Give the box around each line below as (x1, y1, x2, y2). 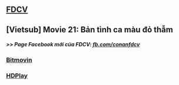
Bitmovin (6, 56, 32, 64)
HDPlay (6, 72, 28, 80)
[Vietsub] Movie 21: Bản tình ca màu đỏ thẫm (6, 25, 174, 35)
